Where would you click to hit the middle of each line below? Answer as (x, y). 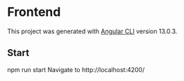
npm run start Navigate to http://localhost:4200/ (76, 69)
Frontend (34, 12)
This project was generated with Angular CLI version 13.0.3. (92, 31)
